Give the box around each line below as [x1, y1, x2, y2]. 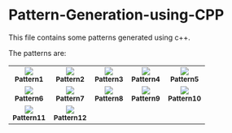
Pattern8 [94, 93, 124, 103]
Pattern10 [168, 93, 202, 103]
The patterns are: [8, 48, 67, 58]
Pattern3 [94, 75, 124, 84]
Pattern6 [15, 93, 44, 103]
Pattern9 [131, 93, 160, 103]
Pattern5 [169, 75, 199, 84]
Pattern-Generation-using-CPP [8, 6, 225, 24]
